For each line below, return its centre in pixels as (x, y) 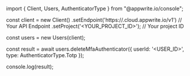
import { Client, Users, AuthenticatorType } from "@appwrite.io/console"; (95, 9)
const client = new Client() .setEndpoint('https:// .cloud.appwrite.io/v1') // (94, 20)
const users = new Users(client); (46, 37)
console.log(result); (30, 67)
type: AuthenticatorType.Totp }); (45, 55)
